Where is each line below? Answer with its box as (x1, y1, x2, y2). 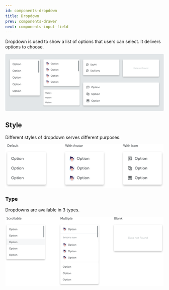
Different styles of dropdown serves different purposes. (5, 134, 121, 140)
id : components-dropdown (5, 8, 57, 13)
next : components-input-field (5, 24, 69, 29)
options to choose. (5, 44, 44, 50)
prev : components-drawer (5, 19, 57, 24)
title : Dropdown (5, 13, 39, 19)
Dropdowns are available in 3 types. (5, 207, 79, 213)
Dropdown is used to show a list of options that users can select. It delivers (5, 38, 161, 45)
